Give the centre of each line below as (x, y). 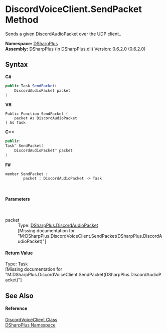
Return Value (19, 253)
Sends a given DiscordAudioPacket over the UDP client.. (63, 34)
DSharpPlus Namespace (31, 325)
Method (22, 20)
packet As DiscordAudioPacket (46, 118)
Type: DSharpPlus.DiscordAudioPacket (58, 225)
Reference (16, 308)
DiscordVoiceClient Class (31, 319)
